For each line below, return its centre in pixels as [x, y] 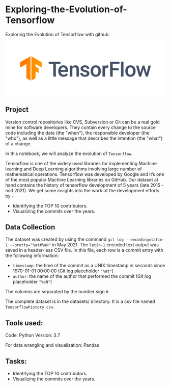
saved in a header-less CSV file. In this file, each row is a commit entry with [84, 250]
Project [17, 110]
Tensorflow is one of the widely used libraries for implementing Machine [81, 163]
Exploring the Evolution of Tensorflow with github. [58, 34]
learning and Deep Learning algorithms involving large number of [74, 169]
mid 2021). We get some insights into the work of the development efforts [82, 190]
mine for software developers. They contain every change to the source [81, 127]
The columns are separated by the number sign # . [58, 292]
